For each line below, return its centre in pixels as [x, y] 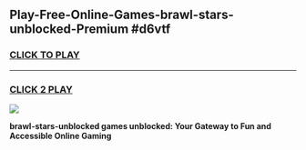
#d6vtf [151, 30]
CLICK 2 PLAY [41, 89]
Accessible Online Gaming [61, 135]
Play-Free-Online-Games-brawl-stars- [122, 15]
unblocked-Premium [69, 30]
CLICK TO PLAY [45, 55]
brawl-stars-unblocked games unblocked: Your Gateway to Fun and [140, 125]
